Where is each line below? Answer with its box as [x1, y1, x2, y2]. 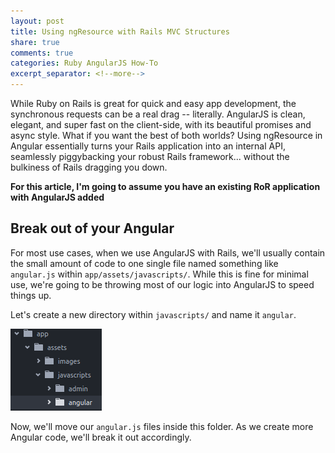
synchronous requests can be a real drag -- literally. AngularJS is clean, [10, 108, 306, 120]
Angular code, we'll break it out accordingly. [10, 431, 192, 443]
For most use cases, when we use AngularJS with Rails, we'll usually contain [10, 246, 326, 259]
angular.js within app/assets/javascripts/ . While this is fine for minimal [10, 268, 309, 280]
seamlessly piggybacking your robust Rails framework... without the [10, 151, 290, 162]
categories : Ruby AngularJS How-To [10, 58, 159, 69]
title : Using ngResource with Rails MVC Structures [10, 26, 230, 37]
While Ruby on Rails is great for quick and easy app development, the [10, 98, 297, 109]
